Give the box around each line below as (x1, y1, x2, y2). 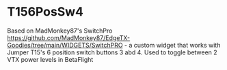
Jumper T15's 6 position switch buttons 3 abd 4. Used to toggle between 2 (7, 48, 217, 56)
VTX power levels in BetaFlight (7, 55, 94, 63)
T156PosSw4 (7, 4, 84, 20)
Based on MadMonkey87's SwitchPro (7, 27, 113, 35)
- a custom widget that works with (124, 41, 221, 49)
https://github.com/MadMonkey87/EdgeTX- (7, 33, 131, 41)
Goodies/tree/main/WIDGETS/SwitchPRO (7, 41, 123, 49)
